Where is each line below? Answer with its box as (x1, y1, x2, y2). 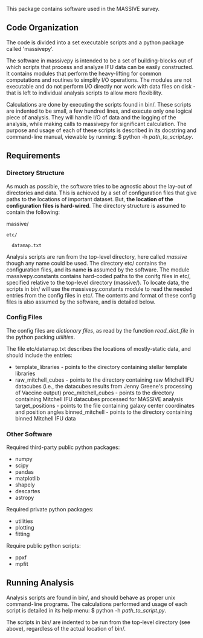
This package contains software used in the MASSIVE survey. (6, 5, 160, 12)
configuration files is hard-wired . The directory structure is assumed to (6, 202, 186, 209)
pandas (14, 468, 34, 476)
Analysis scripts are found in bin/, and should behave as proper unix (6, 594, 176, 601)
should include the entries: (6, 351, 72, 359)
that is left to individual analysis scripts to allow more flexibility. (6, 89, 163, 96)
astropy (14, 494, 34, 502)
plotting (14, 524, 34, 531)
